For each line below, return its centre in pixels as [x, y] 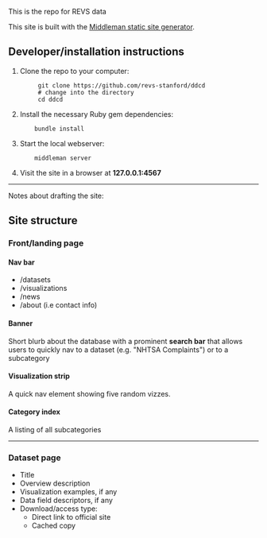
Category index [35, 412]
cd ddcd [50, 99]
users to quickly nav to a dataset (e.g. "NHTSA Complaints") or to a [118, 350]
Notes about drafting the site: [56, 195]
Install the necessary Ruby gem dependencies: [96, 114]
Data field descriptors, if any [66, 501]
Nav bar [22, 262]
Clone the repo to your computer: [74, 71]
